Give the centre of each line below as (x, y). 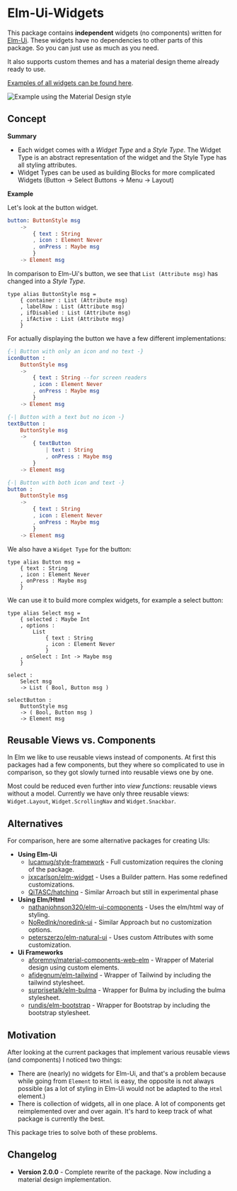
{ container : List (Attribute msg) (74, 300)
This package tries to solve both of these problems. (82, 1132)
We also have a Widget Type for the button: (70, 549)
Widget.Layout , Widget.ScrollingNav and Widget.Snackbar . (92, 801)
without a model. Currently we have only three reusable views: (98, 794)
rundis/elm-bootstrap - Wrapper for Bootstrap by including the (119, 1005)
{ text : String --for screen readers (90, 378)
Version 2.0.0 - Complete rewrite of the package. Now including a (114, 1172)
